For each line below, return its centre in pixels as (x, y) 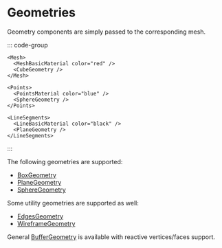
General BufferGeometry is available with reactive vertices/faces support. (111, 237)
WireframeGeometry (46, 223)
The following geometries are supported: (65, 161)
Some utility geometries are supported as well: (73, 203)
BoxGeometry (37, 175)
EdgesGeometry (40, 216)
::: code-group (27, 45)
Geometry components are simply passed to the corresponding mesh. (107, 32)
